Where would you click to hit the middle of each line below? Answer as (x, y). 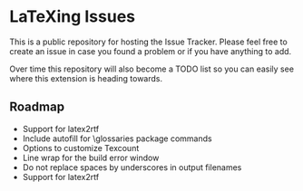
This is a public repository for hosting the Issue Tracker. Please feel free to (148, 42)
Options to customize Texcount (81, 148)
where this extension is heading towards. (86, 78)
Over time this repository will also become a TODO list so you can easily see (152, 69)
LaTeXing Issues (73, 17)
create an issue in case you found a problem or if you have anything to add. (151, 51)
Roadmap (37, 107)
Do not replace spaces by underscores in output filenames (132, 167)
